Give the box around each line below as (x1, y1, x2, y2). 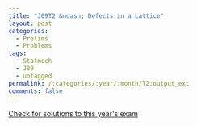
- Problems (15, 42, 52, 50)
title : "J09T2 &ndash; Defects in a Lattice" (8, 11, 164, 20)
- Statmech (15, 57, 52, 65)
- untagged (15, 72, 52, 80)
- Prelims (15, 34, 48, 43)
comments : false (8, 86, 63, 95)
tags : (8, 49, 27, 57)
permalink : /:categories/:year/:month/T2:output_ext (8, 79, 190, 87)
